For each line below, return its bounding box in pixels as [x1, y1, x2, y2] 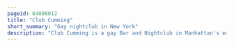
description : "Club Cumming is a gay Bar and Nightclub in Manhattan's [7, 29, 219, 37]
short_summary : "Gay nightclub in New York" [7, 23, 139, 30]
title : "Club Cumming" [7, 17, 73, 23]
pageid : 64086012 [7, 10, 58, 17]
